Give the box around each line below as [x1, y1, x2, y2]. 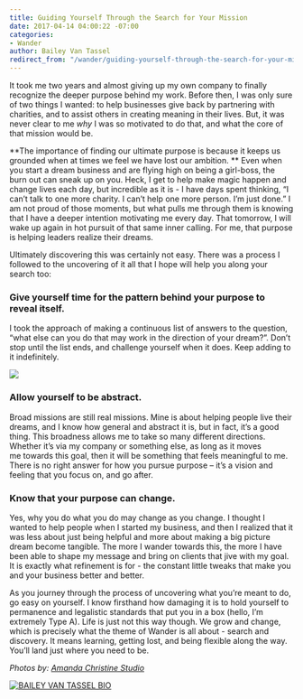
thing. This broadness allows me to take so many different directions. [9, 431, 266, 442]
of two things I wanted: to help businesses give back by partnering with [9, 99, 275, 109]
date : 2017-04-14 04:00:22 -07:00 [9, 22, 140, 31]
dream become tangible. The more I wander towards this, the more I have [9, 541, 282, 552]
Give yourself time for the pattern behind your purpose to [9, 291, 266, 303]
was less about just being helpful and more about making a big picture [9, 531, 271, 542]
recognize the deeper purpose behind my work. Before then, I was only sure [9, 89, 293, 100]
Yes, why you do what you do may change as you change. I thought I [9, 512, 266, 523]
